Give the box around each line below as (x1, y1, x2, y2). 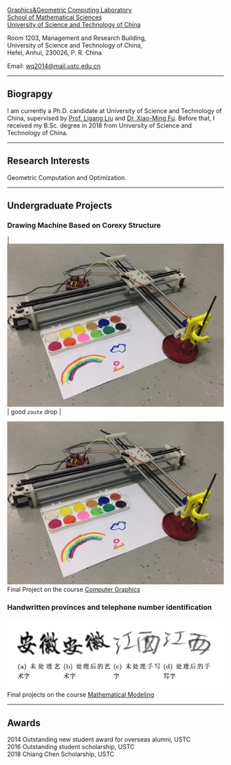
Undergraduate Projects (7, 200, 112, 212)
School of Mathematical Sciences (7, 13, 102, 21)
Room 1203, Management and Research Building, (7, 34, 146, 42)
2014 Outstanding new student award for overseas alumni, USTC (7, 735, 191, 744)
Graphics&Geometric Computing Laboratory (7, 6, 132, 14)
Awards (7, 717, 41, 728)
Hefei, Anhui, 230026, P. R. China (7, 48, 102, 57)
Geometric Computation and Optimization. (7, 173, 127, 181)
